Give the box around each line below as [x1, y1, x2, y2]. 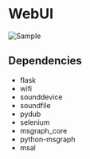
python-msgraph [19, 134, 76, 144]
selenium [19, 117, 50, 127]
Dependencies [8, 54, 82, 68]
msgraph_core [19, 126, 68, 135]
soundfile [19, 100, 51, 110]
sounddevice [19, 92, 63, 102]
